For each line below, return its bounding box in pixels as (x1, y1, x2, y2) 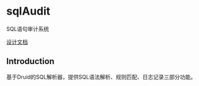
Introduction (6, 56, 55, 66)
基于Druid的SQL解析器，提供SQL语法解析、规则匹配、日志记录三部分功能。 (6, 73, 197, 81)
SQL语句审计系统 (6, 25, 49, 32)
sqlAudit (6, 4, 51, 18)
